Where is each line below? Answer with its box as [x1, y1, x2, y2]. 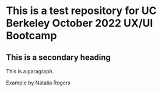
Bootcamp [6, 29, 57, 42]
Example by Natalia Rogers [6, 79, 71, 86]
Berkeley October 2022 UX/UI [6, 16, 153, 30]
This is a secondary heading [6, 52, 111, 62]
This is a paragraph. [6, 68, 54, 74]
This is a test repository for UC [6, 4, 157, 18]
